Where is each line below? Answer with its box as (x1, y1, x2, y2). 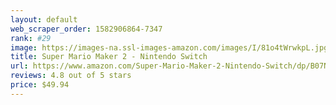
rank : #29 (10, 33, 52, 43)
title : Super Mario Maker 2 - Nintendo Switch (10, 52, 208, 62)
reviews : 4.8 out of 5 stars (10, 71, 132, 81)
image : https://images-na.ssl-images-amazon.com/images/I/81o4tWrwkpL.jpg (10, 42, 329, 53)
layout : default (10, 14, 78, 25)
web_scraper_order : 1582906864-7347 (10, 24, 163, 34)
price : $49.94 (10, 80, 70, 90)
